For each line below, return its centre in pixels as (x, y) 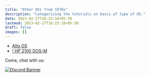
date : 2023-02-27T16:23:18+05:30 (39, 18)
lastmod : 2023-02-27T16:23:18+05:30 (42, 23)
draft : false (18, 28)
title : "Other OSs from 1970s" (36, 9)
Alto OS (20, 46)
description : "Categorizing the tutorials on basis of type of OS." (75, 14)
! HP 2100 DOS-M (29, 51)
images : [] (16, 32)
